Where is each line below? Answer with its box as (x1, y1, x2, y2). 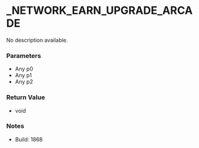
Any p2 (14, 78, 33, 85)
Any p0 (14, 65, 33, 72)
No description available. (6, 36, 68, 43)
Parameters (6, 51, 41, 60)
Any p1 (14, 72, 32, 79)
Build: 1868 (14, 135, 43, 143)
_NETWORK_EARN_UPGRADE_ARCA (6, 4, 193, 18)
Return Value (6, 93, 45, 101)
